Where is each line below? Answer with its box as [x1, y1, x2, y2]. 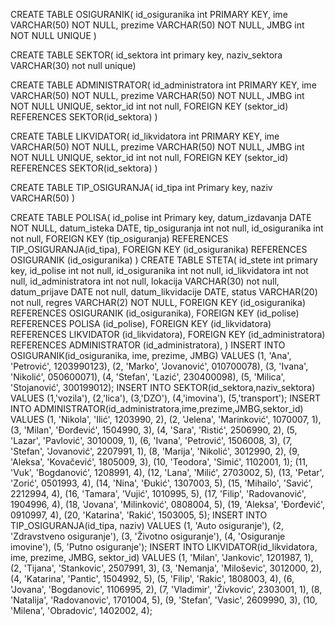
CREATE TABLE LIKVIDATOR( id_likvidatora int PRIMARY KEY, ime [10, 130, 280, 142]
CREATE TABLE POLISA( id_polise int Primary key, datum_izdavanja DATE [10, 212, 312, 223]
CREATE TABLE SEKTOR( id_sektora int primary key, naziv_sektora [10, 49, 283, 61]
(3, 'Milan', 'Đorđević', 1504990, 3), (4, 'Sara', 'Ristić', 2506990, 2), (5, [10, 424, 298, 436]
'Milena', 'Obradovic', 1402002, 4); [10, 605, 153, 616]
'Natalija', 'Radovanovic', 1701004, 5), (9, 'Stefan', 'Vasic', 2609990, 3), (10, [10, 594, 318, 606]
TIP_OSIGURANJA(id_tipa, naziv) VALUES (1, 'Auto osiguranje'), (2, [10, 520, 284, 531]
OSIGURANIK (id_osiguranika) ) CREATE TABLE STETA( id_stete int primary [10, 254, 318, 266]
